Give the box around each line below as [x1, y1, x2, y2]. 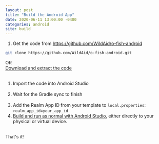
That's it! [5, 134, 24, 139]
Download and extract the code [5, 65, 72, 71]
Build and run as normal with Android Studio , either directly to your [12, 113, 154, 119]
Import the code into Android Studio [12, 80, 89, 86]
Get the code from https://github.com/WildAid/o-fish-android [12, 40, 143, 46]
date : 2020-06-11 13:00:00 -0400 [5, 17, 77, 22]
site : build [5, 27, 31, 32]
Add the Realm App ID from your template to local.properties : [12, 102, 146, 108]
